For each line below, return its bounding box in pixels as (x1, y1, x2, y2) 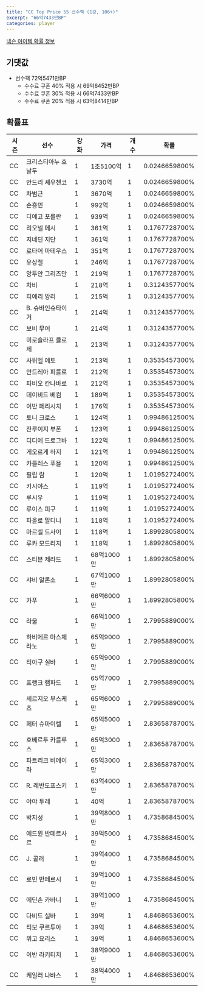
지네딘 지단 (26, 235, 56, 244)
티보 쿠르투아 (26, 923, 62, 931)
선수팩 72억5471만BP (15, 74, 67, 82)
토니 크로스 (26, 414, 56, 422)
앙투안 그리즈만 (26, 269, 67, 278)
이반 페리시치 (26, 402, 62, 410)
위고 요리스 (26, 935, 56, 943)
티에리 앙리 (26, 292, 56, 300)
